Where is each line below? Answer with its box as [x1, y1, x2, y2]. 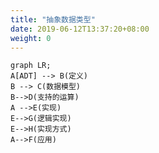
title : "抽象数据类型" [10, 14, 96, 25]
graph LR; [10, 61, 52, 71]
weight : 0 [10, 33, 52, 43]
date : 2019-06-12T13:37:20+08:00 [10, 24, 150, 34]
